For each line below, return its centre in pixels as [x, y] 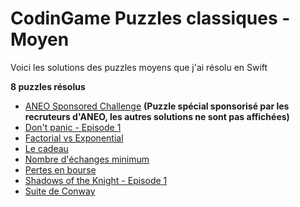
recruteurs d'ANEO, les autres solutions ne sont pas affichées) [157, 116]
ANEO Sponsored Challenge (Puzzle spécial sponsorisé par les [157, 106]
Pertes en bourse [60, 169]
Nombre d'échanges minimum [87, 159]
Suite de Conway [60, 191]
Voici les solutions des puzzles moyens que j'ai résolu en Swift [139, 67]
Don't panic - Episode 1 [73, 127]
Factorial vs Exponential [74, 138]
